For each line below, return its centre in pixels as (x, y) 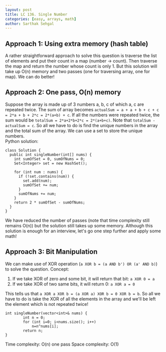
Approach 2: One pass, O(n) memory (63, 92)
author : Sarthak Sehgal (30, 24)
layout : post (19, 10)
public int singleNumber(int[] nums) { (51, 154)
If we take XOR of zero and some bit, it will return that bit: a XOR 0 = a (83, 279)
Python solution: (22, 141)
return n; (33, 331)
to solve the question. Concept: (37, 269)
